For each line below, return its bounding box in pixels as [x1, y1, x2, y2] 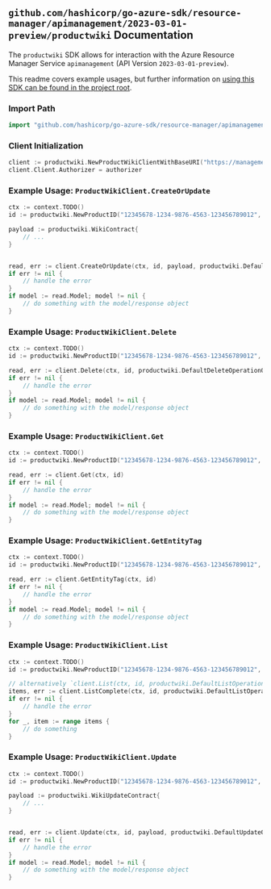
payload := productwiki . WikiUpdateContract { [8, 791, 161, 800]
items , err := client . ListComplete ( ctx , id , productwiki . [8, 687, 207, 695]
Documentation [114, 28, 194, 42]
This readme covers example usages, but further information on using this [8, 73, 255, 84]
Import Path [8, 102, 56, 114]
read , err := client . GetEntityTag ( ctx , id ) [8, 575, 157, 584]
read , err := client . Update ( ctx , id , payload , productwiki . [8, 828, 215, 837]
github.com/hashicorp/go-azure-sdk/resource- [8, 7, 242, 19]
